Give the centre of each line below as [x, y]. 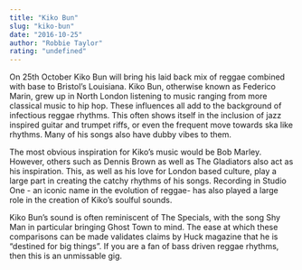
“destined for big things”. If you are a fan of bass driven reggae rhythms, [144, 247]
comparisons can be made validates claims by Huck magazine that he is [144, 237]
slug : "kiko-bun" [42, 26]
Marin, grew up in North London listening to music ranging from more [138, 97]
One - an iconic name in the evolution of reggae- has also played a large [144, 191]
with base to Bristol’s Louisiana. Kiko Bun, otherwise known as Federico [142, 87]
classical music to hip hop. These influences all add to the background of [146, 106]
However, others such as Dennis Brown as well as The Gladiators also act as [151, 162]
